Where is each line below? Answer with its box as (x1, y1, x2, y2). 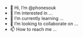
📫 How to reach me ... (10, 26, 57, 32)
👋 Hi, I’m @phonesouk (10, 5, 56, 10)
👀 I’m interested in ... (10, 10, 53, 16)
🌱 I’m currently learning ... (10, 15, 64, 21)
